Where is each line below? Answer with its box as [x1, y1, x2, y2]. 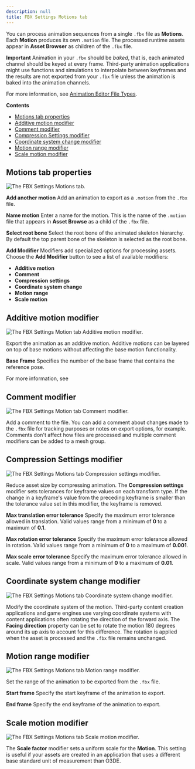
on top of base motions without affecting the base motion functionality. [6, 346, 177, 353]
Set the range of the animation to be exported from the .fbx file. [6, 678, 160, 685]
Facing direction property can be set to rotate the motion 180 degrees [6, 622, 176, 629]
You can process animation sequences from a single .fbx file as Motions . [6, 30, 184, 37]
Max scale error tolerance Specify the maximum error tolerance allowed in [6, 553, 187, 560]
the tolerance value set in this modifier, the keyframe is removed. [6, 500, 163, 507]
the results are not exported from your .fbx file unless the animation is [6, 73, 176, 80]
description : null [6, 8, 51, 15]
